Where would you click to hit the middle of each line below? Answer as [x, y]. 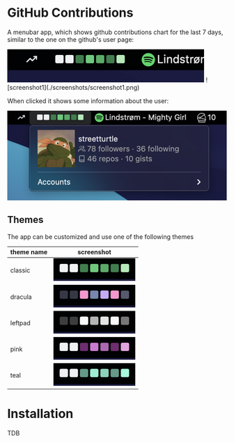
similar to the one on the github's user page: [71, 39]
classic [20, 270]
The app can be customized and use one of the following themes [100, 236]
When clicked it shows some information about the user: [88, 101]
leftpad [20, 322]
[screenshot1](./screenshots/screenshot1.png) [73, 87]
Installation [40, 414]
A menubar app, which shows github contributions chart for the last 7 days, [115, 32]
